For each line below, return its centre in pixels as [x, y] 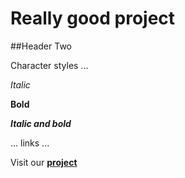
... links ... [30, 143]
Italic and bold [41, 123]
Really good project [93, 18]
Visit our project [44, 162]
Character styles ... [49, 65]
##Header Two [41, 46]
